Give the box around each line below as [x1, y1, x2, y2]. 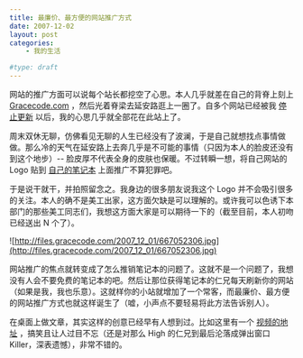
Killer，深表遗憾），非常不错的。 [9, 339, 128, 350]
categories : [9, 38, 54, 48]
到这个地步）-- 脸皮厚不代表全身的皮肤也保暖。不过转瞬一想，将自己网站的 [9, 153, 288, 163]
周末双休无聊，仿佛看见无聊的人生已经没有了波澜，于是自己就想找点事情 [9, 131, 278, 141]
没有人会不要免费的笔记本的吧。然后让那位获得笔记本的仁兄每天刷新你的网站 [9, 275, 294, 285]
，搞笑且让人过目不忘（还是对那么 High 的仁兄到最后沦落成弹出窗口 [19, 328, 271, 338]
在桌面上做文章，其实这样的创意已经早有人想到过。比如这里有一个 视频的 [9, 317, 280, 327]
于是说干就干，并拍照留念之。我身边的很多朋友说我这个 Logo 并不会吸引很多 [9, 184, 294, 194]
